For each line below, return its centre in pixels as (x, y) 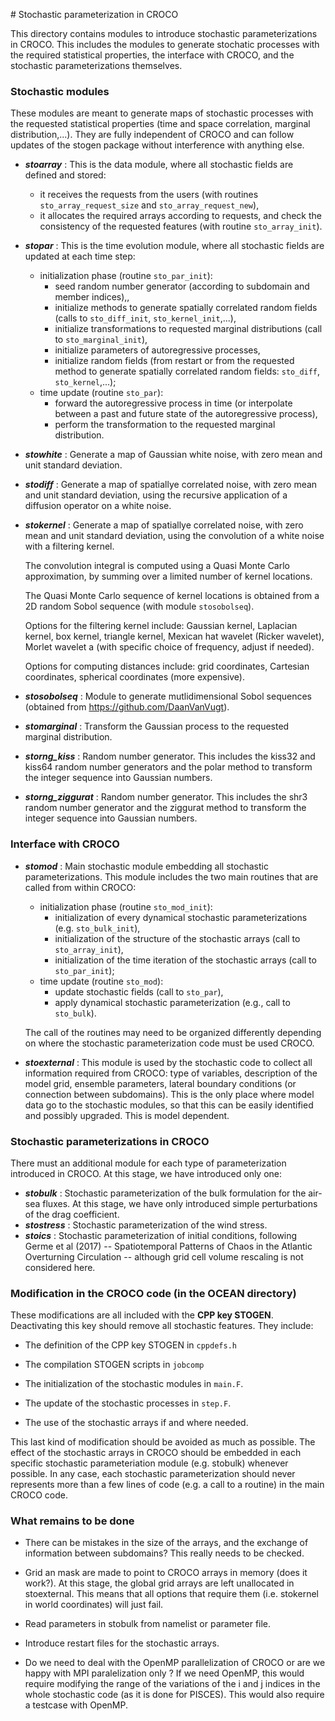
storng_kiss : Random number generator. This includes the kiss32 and (170, 756)
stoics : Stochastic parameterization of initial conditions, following (161, 1235)
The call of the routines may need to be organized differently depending (173, 1032)
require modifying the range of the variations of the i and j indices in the (172, 1684)
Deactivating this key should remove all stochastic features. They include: (162, 1326)
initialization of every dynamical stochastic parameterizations (181, 917)
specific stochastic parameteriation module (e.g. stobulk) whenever (149, 1463)
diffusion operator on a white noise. (98, 506)
